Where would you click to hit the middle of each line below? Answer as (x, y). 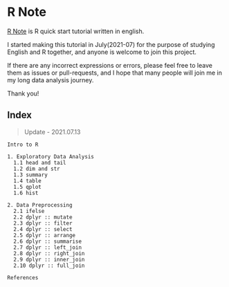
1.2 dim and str (37, 169)
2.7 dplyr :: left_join (47, 247)
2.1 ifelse (29, 211)
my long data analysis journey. (51, 80)
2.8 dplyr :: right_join (49, 253)
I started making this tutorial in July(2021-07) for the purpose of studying (111, 44)
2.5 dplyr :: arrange (45, 235)
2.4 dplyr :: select (43, 229)
